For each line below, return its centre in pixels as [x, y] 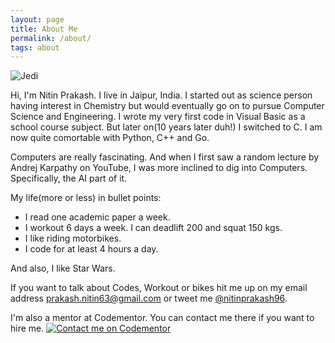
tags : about [35, 47]
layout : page [37, 19]
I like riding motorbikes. [73, 238]
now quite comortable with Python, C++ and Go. [110, 138]
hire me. [27, 328]
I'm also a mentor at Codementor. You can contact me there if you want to [162, 318]
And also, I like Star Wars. [63, 268]
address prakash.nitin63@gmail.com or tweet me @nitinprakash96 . [149, 298]
